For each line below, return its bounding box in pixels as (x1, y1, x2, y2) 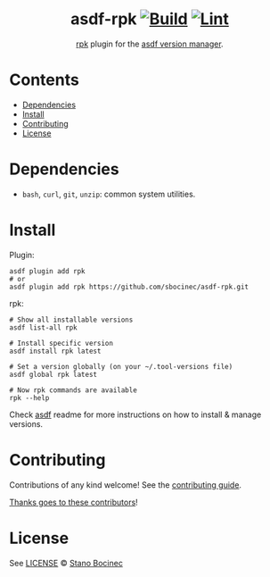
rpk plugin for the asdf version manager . (75, 38, 225, 49)
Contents (9, 70, 80, 90)
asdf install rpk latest (9, 347, 102, 355)
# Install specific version (9, 339, 114, 347)
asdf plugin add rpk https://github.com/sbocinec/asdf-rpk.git (9, 282, 250, 291)
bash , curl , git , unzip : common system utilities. (21, 188, 196, 199)
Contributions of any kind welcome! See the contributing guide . (9, 479, 242, 490)
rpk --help (9, 393, 50, 402)
